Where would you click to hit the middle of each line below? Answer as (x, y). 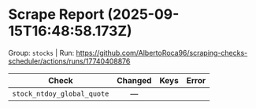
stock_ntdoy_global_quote (61, 93)
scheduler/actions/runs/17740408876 (69, 61)
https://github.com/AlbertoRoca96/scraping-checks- (162, 53)
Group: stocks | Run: (41, 53)
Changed (134, 80)
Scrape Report (56, 15)
